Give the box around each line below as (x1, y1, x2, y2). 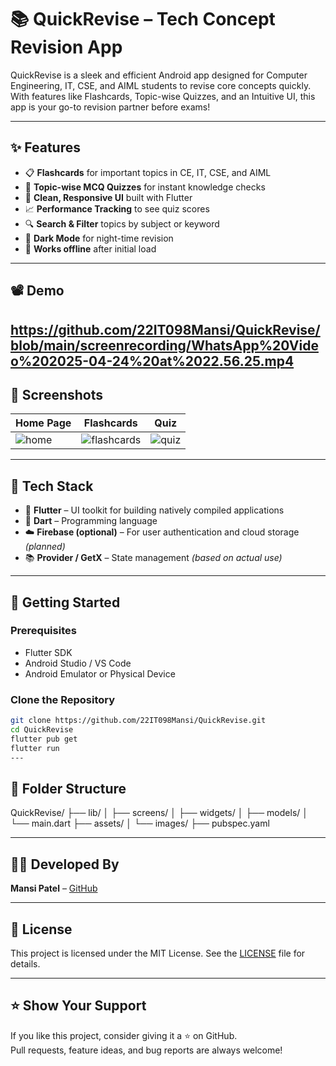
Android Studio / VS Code (24, 657, 132, 669)
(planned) (24, 541, 66, 553)
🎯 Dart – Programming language (24, 515, 158, 527)
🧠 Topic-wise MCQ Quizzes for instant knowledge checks (24, 181, 266, 193)
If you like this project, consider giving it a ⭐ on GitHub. (10, 1029, 238, 1041)
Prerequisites (10, 624, 77, 638)
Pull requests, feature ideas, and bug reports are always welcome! (10, 1044, 283, 1056)
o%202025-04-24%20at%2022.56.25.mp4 (10, 352, 295, 370)
